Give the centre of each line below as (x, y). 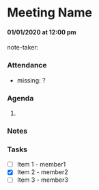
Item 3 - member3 (42, 180)
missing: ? (31, 80)
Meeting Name (49, 13)
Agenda (20, 98)
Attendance (27, 65)
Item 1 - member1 (41, 165)
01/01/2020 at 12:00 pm (42, 32)
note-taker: (23, 47)
